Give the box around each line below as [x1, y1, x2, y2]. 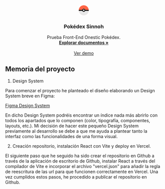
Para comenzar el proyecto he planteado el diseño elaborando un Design [5, 88, 156, 94]
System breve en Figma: [5, 93, 55, 99]
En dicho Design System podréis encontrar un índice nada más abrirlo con [5, 112, 158, 118]
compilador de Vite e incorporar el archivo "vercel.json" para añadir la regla [5, 164, 161, 170]
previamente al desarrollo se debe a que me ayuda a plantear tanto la [5, 128, 148, 134]
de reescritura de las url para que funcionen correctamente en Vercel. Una [5, 169, 159, 175]
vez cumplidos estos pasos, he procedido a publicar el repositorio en [5, 174, 147, 180]
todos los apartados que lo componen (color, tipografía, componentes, [5, 118, 151, 124]
